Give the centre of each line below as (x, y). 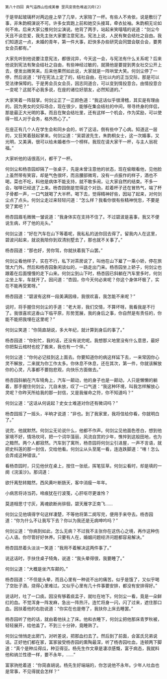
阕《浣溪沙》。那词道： (28, 472)
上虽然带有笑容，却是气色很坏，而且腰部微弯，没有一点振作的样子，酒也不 (81, 175)
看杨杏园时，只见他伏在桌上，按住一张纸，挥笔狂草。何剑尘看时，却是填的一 (83, 466)
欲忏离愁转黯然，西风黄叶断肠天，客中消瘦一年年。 (57, 483)
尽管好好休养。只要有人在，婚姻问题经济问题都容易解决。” (85, 537)
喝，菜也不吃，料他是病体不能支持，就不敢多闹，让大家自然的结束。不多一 (81, 181)
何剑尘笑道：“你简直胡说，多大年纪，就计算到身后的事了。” (65, 330)
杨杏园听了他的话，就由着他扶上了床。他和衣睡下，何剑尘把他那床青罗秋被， (83, 619)
